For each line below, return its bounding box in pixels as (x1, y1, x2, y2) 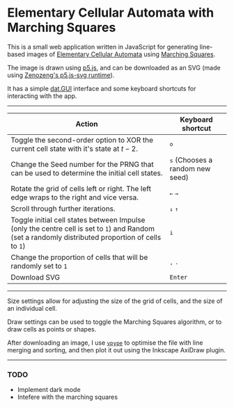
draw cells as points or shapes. (7, 325, 97, 333)
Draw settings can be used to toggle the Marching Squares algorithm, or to (7, 318, 222, 326)
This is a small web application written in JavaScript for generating (7, 42, 198, 51)
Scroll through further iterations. (10, 204, 116, 213)
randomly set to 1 (10, 261, 68, 270)
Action (75, 119, 99, 129)
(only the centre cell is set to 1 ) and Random (10, 224, 155, 234)
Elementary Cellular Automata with (7, 5, 214, 21)
